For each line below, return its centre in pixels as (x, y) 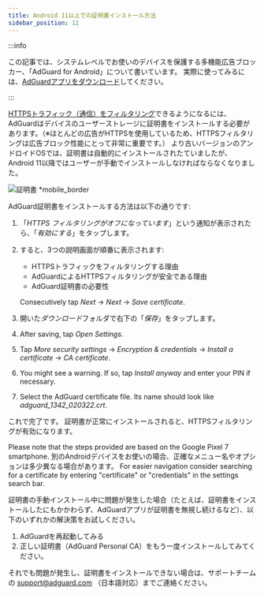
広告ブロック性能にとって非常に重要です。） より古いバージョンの (134, 143)
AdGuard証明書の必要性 (70, 286)
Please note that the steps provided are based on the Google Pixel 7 (119, 447)
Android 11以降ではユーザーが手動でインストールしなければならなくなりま (128, 163)
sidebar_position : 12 (44, 23)
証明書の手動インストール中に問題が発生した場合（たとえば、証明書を (122, 500)
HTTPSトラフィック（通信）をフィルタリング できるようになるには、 (119, 113)
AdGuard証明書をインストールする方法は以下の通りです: (100, 206)
